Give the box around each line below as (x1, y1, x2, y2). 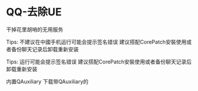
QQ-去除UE (6, 5, 62, 19)
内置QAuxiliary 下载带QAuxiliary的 (6, 77, 89, 85)
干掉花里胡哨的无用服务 (6, 26, 63, 33)
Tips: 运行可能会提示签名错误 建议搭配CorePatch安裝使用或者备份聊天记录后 (6, 58, 192, 65)
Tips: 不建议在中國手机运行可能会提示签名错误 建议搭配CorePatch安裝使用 (6, 38, 187, 45)
